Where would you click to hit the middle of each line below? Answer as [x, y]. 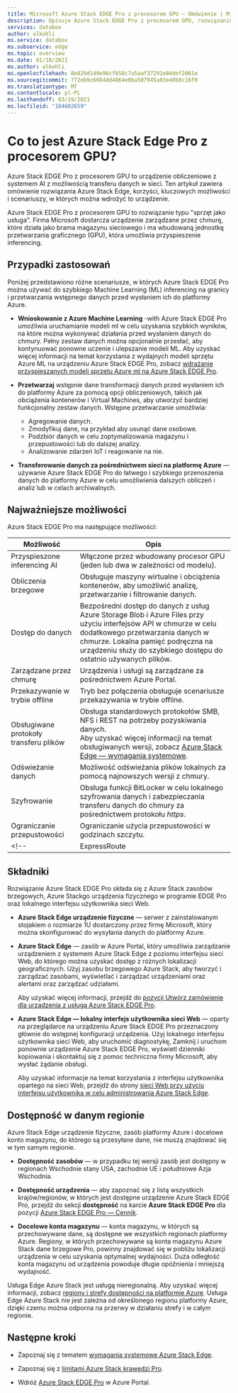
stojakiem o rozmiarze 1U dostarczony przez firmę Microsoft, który [115, 925]
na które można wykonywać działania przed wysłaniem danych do [114, 333]
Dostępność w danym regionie [76, 1115]
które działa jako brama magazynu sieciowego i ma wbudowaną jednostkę [116, 227]
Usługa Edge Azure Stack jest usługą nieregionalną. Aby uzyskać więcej [113, 1285]
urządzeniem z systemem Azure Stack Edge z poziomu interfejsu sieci [120, 954]
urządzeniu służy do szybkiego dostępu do [151, 650]
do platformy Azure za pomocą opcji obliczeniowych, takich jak [110, 392]
